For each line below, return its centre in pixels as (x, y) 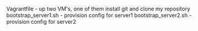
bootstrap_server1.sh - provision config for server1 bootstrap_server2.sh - (99, 15)
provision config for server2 (41, 22)
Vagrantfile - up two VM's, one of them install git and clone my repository (98, 9)
